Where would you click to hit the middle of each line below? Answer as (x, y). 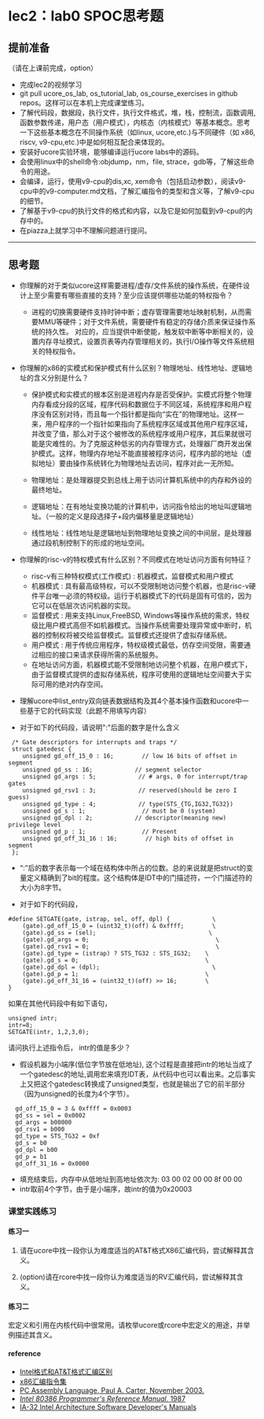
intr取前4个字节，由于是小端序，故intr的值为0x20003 (106, 1189)
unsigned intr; (33, 1018)
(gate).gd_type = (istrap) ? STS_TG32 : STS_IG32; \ (116, 953)
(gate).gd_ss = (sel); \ (117, 933)
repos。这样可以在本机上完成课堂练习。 (84, 103)
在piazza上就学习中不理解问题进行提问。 (85, 230)
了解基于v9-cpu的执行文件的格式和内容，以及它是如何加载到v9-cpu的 (132, 211)
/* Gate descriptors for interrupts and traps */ (94, 742)
